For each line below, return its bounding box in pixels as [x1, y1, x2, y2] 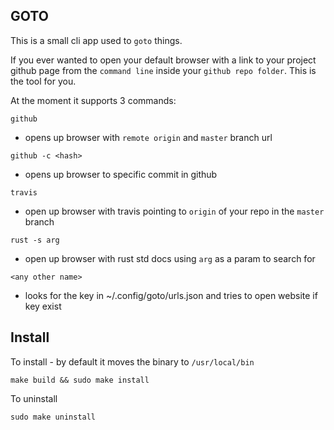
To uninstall [10, 392, 58, 404]
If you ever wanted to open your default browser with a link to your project [10, 54, 317, 66]
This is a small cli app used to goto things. [10, 34, 183, 46]
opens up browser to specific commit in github [24, 168, 218, 180]
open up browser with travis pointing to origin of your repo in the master [24, 205, 325, 217]
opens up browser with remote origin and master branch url [24, 131, 273, 143]
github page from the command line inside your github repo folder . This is [10, 64, 317, 76]
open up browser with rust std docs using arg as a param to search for [24, 252, 316, 264]
